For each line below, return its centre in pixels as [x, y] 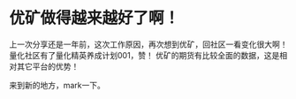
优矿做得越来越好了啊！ [95, 18]
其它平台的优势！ [48, 66]
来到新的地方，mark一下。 [57, 85]
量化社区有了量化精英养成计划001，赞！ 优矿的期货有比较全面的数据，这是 [144, 55]
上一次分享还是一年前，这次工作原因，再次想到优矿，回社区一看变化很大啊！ [148, 44]
